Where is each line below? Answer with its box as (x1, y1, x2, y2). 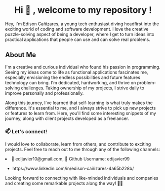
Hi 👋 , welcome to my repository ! (14, 4, 152, 16)
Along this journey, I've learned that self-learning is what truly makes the (5, 100, 153, 106)
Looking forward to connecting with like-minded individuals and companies (5, 175, 159, 181)
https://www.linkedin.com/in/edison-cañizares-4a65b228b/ (12, 165, 134, 172)
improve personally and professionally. (5, 90, 84, 96)
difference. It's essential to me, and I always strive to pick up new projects (5, 105, 156, 111)
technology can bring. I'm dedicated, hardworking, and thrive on (5, 79, 136, 85)
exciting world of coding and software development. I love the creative (5, 26, 149, 32)
